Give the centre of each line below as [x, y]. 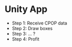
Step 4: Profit [25, 39]
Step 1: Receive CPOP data [39, 23]
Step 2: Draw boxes [32, 28]
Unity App [26, 9]
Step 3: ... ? [23, 33]
